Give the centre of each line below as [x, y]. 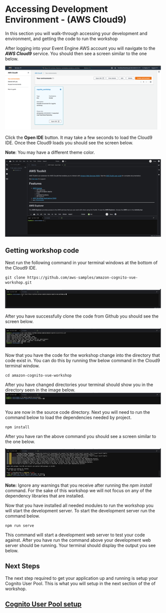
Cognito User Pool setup [43, 604]
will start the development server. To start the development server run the [80, 511]
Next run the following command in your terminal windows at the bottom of [82, 262]
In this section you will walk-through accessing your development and [76, 33]
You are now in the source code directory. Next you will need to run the [78, 412]
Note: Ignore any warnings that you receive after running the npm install [79, 485]
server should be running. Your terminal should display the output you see [81, 546]
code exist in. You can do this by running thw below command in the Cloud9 [83, 361]
